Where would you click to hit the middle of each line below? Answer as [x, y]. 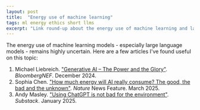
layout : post [22, 12]
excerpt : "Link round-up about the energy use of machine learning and [97, 28]
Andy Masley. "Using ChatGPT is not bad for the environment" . [92, 95]
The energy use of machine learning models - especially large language [94, 45]
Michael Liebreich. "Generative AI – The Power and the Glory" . [91, 70]
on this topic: [22, 58]
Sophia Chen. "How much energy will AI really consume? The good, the [102, 82]
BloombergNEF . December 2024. [55, 76]
